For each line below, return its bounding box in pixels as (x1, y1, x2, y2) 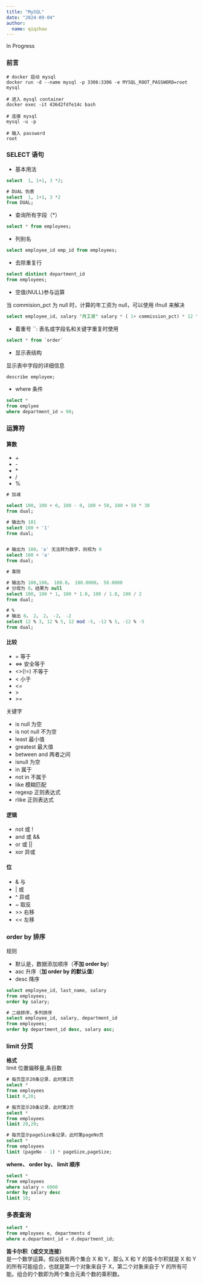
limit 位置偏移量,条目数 (6, 1065, 62, 1072)
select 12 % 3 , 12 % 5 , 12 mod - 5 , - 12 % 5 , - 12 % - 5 (6, 619, 145, 625)
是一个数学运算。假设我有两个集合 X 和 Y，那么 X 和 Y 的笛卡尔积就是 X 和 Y (6, 1255, 196, 1262)
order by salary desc (6, 1190, 61, 1196)
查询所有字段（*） (14, 211, 60, 218)
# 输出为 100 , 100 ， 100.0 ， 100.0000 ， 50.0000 (6, 579, 123, 586)
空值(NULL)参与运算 (14, 288, 65, 295)
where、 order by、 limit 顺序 (6, 1160, 80, 1168)
